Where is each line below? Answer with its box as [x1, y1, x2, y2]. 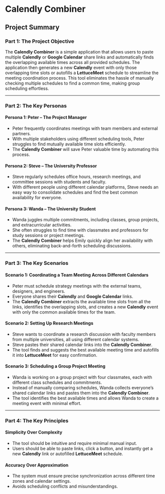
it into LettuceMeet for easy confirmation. [12, 352, 97, 358]
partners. [12, 131, 31, 136]
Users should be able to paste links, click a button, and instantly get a [12, 446, 153, 452]
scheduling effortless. [5, 85, 49, 91]
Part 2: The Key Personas [5, 102, 67, 109]
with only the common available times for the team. [12, 309, 116, 315]
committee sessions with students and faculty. [12, 179, 107, 185]
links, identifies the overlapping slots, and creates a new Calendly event [12, 304, 159, 310]
